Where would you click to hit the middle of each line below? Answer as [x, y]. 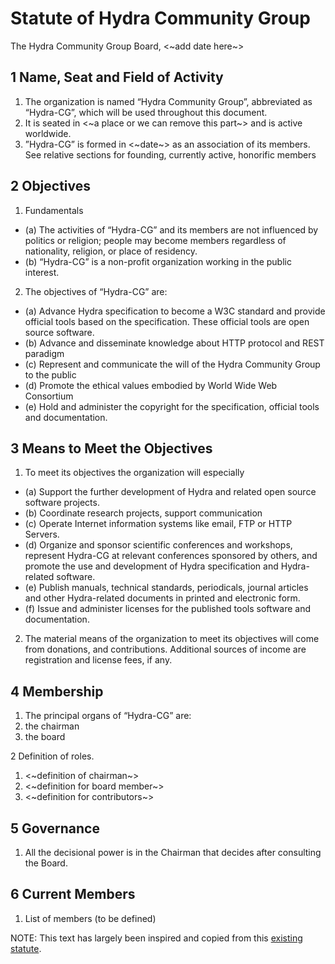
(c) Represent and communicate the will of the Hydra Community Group [172, 364]
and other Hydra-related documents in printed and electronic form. [162, 598]
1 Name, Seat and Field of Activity [117, 77]
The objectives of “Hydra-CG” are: [96, 291]
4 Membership [57, 691]
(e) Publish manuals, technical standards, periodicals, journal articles [166, 588]
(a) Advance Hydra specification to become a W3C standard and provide [175, 311]
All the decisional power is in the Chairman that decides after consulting [173, 852]
